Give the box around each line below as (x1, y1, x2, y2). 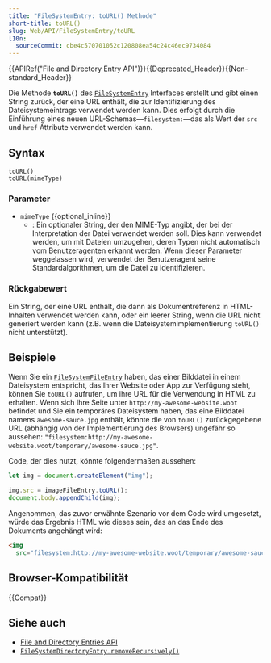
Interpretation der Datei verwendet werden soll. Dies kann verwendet (31, 229, 262, 238)
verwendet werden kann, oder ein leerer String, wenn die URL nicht (36, 310, 261, 320)
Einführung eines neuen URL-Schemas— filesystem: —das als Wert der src (8, 114, 258, 124)
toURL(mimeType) (8, 174, 63, 183)
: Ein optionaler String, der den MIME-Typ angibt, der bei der (31, 220, 233, 230)
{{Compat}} (8, 593, 47, 602)
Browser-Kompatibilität (8, 571, 129, 585)
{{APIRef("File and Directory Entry (8, 64, 122, 73)
